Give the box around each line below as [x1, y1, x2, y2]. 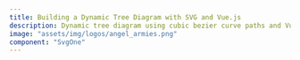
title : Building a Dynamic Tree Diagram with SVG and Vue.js [9, 12, 242, 22]
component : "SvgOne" [9, 37, 87, 47]
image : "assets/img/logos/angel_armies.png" [9, 29, 178, 38]
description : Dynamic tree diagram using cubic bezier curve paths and [9, 21, 281, 30]
